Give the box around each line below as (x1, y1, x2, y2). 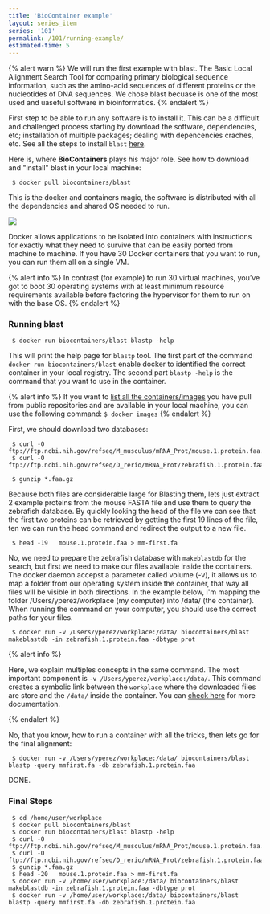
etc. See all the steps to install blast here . (8, 139, 146, 149)
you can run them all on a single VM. (8, 258, 129, 267)
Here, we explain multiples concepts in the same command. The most (8, 665, 239, 675)
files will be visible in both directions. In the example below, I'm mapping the (8, 587, 260, 597)
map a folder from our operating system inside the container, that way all (8, 579, 249, 589)
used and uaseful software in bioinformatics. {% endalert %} (8, 98, 209, 108)
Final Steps (8, 796, 53, 807)
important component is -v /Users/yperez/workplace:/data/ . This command (8, 674, 261, 683)
